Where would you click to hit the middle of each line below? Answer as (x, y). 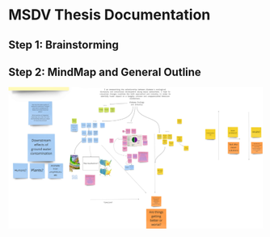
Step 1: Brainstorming (64, 45)
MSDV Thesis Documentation (110, 15)
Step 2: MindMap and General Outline (105, 72)
